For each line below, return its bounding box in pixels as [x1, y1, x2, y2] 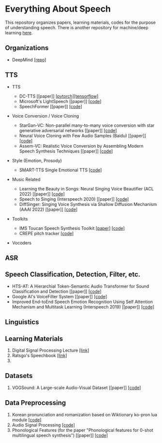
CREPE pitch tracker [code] [19, 230, 74, 236]
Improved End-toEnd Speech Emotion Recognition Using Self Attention [12, 299, 153, 305]
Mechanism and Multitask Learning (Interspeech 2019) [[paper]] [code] [12, 304, 154, 309]
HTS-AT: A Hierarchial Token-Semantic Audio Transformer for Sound [12, 283, 149, 289]
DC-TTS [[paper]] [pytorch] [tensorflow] [19, 93, 99, 99]
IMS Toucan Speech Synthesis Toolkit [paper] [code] [19, 225, 125, 231]
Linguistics [5, 318, 39, 326]
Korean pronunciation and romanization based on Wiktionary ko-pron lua [12, 411, 157, 417]
